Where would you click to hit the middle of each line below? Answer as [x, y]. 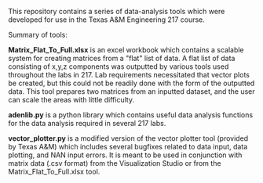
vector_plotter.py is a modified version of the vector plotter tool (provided [128, 138]
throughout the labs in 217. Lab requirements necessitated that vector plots [129, 75]
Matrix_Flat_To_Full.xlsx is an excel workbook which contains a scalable [126, 50]
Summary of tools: [38, 35]
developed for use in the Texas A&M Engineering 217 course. [107, 20]
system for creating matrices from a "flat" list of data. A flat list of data [122, 58]
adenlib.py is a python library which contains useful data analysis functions [131, 115]
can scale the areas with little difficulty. [71, 100]
